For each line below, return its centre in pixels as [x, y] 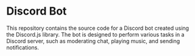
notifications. [23, 47]
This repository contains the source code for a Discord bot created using [98, 28]
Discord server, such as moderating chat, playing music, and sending [93, 41]
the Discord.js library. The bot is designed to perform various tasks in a [95, 34]
